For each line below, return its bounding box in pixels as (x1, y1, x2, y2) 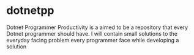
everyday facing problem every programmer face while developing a (6, 36, 179, 44)
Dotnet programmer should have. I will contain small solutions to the (6, 30, 178, 37)
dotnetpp (6, 4, 54, 18)
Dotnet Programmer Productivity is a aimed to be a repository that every (6, 24, 188, 31)
